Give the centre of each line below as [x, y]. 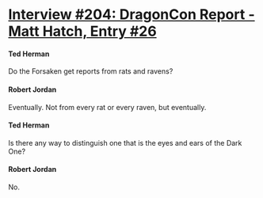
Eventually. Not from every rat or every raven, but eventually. [107, 107]
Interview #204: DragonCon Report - [131, 15]
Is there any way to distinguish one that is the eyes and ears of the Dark [125, 143]
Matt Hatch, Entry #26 [82, 31]
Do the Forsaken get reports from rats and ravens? [91, 71]
